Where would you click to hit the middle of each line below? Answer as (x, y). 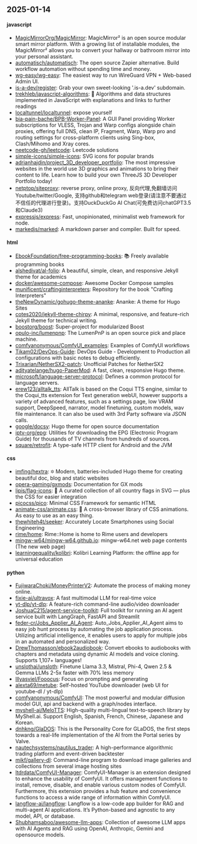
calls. (21, 420)
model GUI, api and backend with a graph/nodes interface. (86, 704)
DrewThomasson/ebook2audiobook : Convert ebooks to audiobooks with (103, 648)
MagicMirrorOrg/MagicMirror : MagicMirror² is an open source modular (101, 38)
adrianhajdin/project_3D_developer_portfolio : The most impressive (95, 162)
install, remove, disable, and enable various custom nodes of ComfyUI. (101, 785)
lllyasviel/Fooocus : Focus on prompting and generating (81, 679)
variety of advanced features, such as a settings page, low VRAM (94, 401)
